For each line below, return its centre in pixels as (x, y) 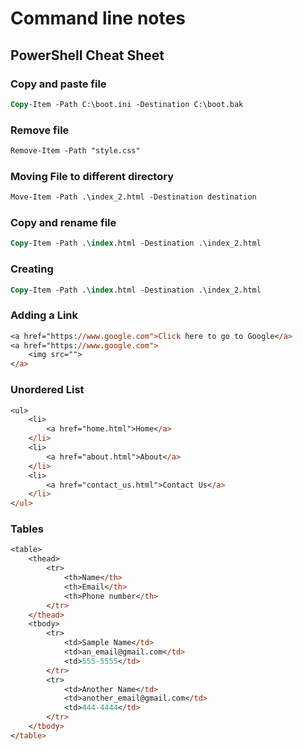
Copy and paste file (58, 84)
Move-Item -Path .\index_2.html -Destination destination (133, 197)
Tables (27, 529)
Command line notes (98, 18)
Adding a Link (44, 315)
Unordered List (47, 390)
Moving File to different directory (92, 176)
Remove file (40, 130)
